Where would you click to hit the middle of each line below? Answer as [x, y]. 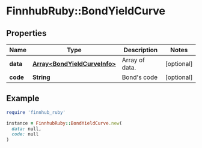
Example [23, 99]
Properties [26, 33]
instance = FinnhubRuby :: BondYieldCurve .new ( [64, 123]
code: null [25, 134]
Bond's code [140, 77]
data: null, [27, 129]
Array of [133, 60]
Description [141, 50]
